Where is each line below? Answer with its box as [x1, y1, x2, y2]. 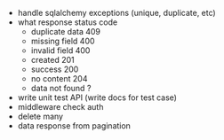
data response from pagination [17, 121, 132, 131]
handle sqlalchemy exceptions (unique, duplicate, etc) [17, 8, 216, 18]
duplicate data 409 [30, 27, 100, 36]
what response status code [17, 17, 118, 27]
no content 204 [30, 74, 88, 83]
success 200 [30, 64, 79, 74]
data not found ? [30, 83, 92, 93]
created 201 [30, 55, 75, 65]
